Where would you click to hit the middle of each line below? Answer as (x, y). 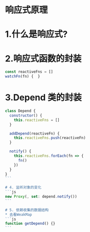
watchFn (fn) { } (23, 76)
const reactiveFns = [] (29, 72)
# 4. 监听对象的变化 (23, 187)
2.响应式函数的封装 (43, 58)
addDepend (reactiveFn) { (35, 133)
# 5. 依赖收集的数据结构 (27, 210)
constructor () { (26, 116)
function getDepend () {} (30, 224)
